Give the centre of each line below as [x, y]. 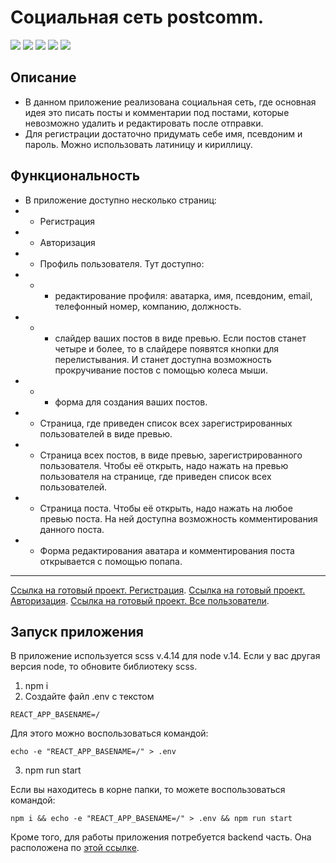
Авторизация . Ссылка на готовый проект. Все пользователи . [140, 600]
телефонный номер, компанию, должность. [148, 306]
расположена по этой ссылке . [75, 848]
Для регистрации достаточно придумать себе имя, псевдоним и [163, 133]
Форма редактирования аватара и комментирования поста [167, 550]
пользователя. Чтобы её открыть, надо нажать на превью [164, 465]
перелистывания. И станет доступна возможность [163, 359]
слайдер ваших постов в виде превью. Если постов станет [180, 338]
